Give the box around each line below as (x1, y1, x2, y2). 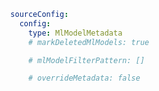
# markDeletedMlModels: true (27, 37, 150, 47)
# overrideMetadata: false (27, 73, 141, 84)
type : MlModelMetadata (27, 28, 123, 38)
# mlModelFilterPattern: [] (27, 55, 146, 65)
